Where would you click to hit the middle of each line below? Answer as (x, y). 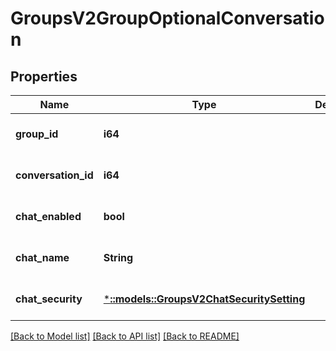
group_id (37, 134)
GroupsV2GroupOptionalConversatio (167, 18)
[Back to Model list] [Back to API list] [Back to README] (125, 336)
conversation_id (54, 175)
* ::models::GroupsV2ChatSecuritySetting (204, 299)
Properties (44, 76)
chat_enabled (48, 216)
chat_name (42, 257)
